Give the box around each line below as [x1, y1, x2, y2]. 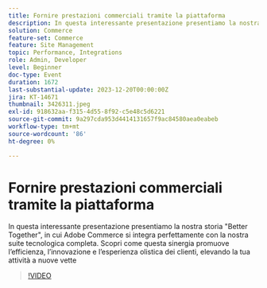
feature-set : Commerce [8, 33, 83, 42]
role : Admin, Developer [8, 56, 87, 64]
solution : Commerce [8, 26, 73, 34]
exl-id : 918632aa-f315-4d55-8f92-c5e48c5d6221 [8, 108, 165, 116]
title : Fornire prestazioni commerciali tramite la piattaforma [8, 11, 226, 20]
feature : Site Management [8, 41, 94, 49]
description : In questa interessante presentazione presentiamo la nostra [8, 19, 261, 27]
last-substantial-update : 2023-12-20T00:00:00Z [8, 85, 169, 94]
